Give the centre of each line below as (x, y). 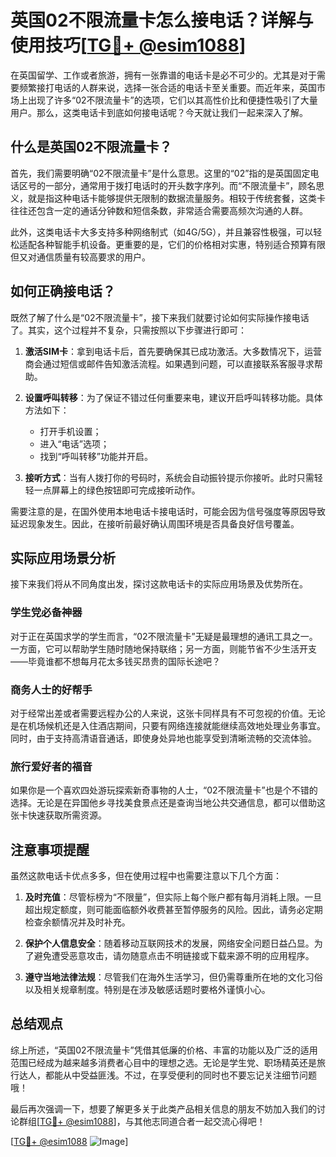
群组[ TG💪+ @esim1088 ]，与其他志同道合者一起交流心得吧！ (142, 1121)
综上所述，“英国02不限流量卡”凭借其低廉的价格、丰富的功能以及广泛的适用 (164, 1050)
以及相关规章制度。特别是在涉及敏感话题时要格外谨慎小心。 (147, 990)
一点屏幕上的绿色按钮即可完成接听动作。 (117, 490)
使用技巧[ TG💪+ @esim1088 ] (128, 45)
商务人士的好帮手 (51, 689)
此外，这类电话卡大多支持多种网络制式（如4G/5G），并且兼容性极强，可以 (162, 232)
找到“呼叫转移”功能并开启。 (96, 456)
